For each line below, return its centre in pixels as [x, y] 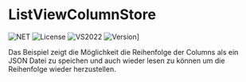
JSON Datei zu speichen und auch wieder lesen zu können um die [117, 61]
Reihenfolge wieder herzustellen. [62, 68]
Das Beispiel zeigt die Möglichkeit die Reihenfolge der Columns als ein [123, 52]
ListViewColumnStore [82, 15]
